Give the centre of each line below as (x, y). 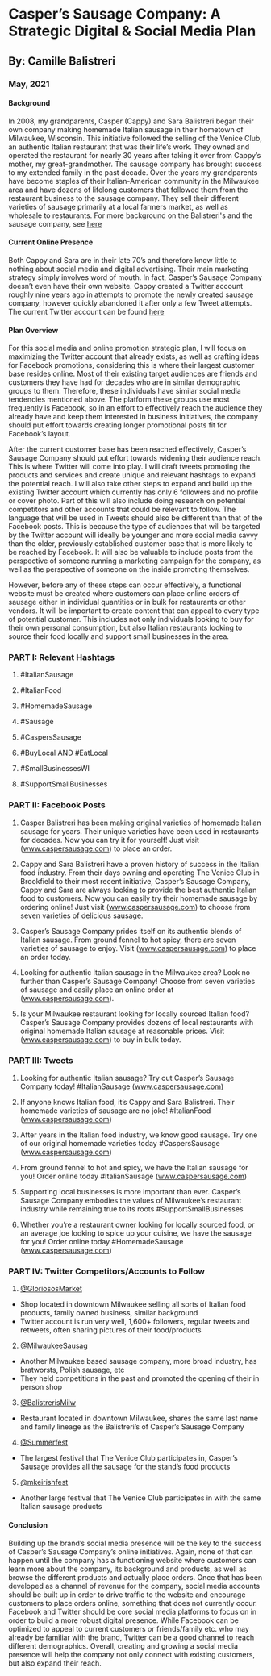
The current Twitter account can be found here (86, 311)
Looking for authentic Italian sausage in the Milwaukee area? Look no (135, 972)
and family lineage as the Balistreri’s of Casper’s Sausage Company (132, 1427)
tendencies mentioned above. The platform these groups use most (119, 399)
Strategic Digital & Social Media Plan (132, 31)
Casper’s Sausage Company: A (115, 14)
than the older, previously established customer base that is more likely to (131, 544)
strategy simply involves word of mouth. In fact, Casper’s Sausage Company (135, 277)
